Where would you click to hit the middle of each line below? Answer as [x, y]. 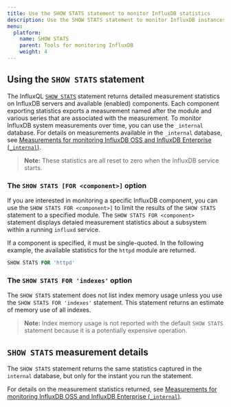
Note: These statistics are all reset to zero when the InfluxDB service [121, 160]
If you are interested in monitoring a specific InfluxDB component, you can [112, 200]
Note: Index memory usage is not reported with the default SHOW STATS [123, 323]
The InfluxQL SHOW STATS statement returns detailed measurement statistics [113, 96]
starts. [33, 167]
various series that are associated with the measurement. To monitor [104, 118]
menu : [15, 26]
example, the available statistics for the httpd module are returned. [101, 250]
